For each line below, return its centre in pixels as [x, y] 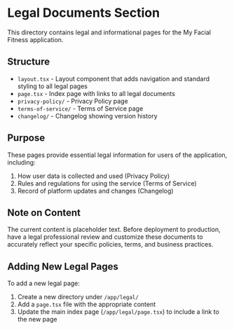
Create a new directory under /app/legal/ [78, 297]
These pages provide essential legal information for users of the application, [117, 155]
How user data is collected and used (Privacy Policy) [94, 176]
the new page [37, 319]
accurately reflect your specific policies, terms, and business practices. [110, 245]
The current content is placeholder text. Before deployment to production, [114, 230]
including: [22, 162]
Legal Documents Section [83, 13]
